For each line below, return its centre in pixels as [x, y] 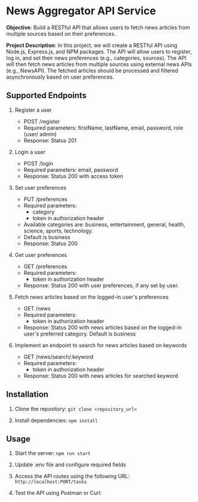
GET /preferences [45, 266]
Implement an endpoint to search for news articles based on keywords [101, 345]
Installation [27, 395]
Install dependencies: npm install [56, 420]
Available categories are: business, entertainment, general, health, [104, 224]
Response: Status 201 [50, 140]
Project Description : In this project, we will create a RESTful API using [92, 45]
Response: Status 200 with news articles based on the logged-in [103, 327]
